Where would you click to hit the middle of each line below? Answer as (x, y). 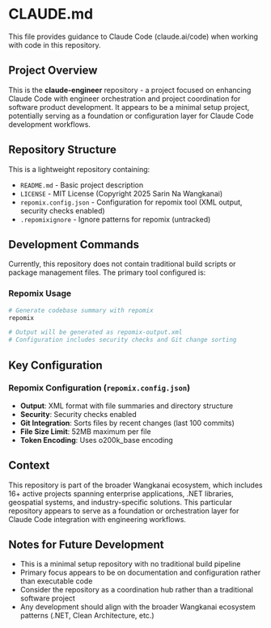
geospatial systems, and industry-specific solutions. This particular (120, 502)
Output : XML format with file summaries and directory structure (126, 406)
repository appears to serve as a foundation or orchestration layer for (124, 511)
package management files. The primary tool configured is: (107, 272)
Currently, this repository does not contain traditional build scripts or (122, 264)
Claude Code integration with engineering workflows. (97, 519)
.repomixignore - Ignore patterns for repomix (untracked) (115, 219)
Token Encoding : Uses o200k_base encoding (97, 440)
